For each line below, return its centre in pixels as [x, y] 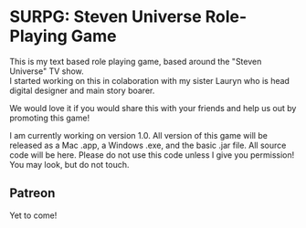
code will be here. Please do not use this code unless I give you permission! [152, 155]
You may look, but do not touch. [69, 164]
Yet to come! [33, 215]
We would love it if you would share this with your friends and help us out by [153, 108]
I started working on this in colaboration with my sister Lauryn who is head [150, 80]
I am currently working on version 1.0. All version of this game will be [138, 135]
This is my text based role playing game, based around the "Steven [136, 61]
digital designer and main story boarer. [82, 90]
